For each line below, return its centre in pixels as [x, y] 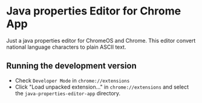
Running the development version [72, 66]
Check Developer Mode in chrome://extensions [72, 80]
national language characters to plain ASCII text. [66, 47]
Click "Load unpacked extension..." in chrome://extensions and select [102, 87]
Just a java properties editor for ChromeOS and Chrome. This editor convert [101, 40]
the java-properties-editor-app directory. [68, 93]
